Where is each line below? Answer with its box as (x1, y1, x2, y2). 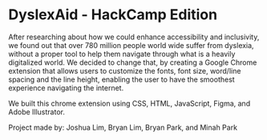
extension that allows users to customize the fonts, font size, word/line (8, 66, 241, 75)
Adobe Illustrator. (8, 106, 66, 117)
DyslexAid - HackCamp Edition (8, 6, 218, 24)
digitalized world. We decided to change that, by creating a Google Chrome (8, 58, 257, 67)
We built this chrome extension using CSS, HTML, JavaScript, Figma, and (8, 98, 251, 108)
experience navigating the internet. (8, 82, 124, 93)
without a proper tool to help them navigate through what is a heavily (8, 49, 236, 58)
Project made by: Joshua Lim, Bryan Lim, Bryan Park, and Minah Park (8, 122, 238, 132)
